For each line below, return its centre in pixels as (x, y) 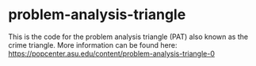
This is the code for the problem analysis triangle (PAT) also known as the (128, 37)
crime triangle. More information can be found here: (93, 45)
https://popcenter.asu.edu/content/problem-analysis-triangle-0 (112, 53)
